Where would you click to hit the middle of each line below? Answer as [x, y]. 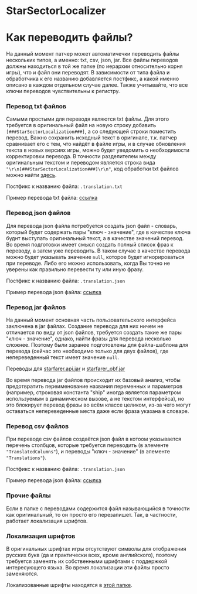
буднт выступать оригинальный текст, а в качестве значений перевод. [95, 238]
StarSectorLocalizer [56, 11]
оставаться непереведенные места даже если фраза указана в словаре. [98, 411]
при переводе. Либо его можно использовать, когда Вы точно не [88, 263]
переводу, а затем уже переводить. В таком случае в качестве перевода [98, 251]
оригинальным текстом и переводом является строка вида [81, 163]
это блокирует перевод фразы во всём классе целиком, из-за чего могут [98, 405]
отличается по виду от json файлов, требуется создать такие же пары [94, 333]
